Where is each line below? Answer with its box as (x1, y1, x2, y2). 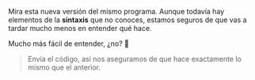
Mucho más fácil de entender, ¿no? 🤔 (8, 39, 129, 48)
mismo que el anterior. (27, 63, 101, 72)
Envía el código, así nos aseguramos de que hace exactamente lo (27, 55, 242, 63)
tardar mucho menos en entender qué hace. (8, 24, 152, 32)
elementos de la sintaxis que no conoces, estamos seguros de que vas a (8, 15, 247, 25)
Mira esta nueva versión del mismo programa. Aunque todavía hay (8, 7, 225, 16)
